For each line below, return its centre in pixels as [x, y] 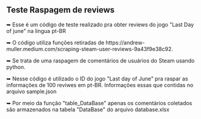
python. [16, 67]
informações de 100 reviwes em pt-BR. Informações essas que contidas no [100, 85]
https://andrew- [125, 42]
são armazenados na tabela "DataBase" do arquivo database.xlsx [88, 109]
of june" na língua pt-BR [36, 31]
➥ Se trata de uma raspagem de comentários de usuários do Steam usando [100, 60]
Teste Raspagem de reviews [61, 10]
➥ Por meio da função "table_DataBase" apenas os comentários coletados [99, 103]
